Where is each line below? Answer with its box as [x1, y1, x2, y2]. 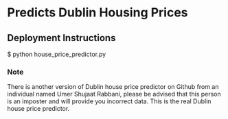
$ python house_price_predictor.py [7, 50, 106, 58]
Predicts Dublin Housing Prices [7, 5, 188, 21]
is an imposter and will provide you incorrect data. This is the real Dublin [7, 97, 212, 105]
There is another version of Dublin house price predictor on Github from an [7, 83, 219, 91]
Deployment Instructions [7, 32, 116, 44]
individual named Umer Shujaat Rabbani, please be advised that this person [7, 90, 221, 98]
